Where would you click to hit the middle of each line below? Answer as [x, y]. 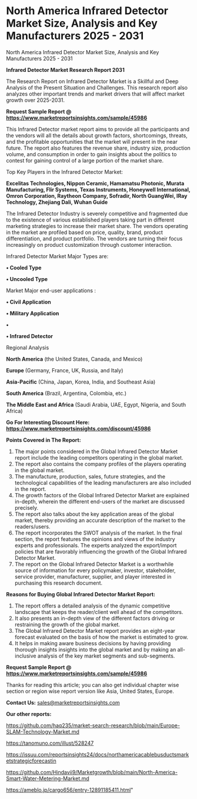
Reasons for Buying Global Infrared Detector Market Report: [81, 594]
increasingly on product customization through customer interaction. [89, 245]
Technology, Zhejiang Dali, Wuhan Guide [57, 202]
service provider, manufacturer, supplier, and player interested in [93, 576]
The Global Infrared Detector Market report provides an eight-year [95, 630]
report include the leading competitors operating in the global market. [99, 457]
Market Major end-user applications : [51, 290]
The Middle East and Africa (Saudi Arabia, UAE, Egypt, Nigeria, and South [96, 404]
